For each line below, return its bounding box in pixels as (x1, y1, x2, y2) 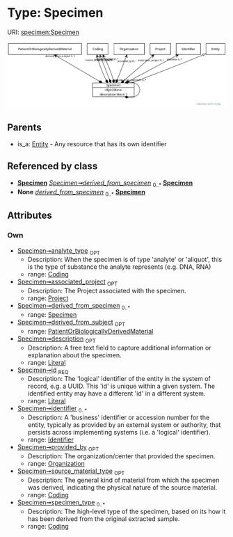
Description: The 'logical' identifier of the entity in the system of (27, 375, 211, 383)
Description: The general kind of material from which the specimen (27, 476, 220, 484)
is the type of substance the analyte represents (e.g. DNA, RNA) (27, 263, 211, 271)
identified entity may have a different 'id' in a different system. (27, 389, 206, 398)
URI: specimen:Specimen (7, 28, 80, 36)
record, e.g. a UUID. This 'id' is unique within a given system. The (27, 382, 216, 391)
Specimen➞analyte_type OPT (17, 246, 101, 256)
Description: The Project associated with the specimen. (27, 287, 186, 295)
